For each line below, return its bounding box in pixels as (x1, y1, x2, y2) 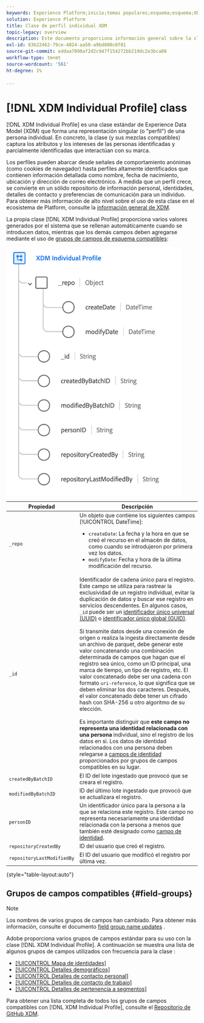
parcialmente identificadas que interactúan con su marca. (6, 147, 151, 154)
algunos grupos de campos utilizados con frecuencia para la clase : (6, 948, 176, 955)
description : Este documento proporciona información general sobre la (6, 35, 191, 42)
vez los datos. (88, 549, 123, 557)
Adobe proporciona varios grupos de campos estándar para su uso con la (6, 934, 191, 942)
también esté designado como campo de (79, 828, 182, 835)
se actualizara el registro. (79, 793, 143, 800)
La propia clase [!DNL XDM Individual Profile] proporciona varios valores (6, 216, 188, 223)
